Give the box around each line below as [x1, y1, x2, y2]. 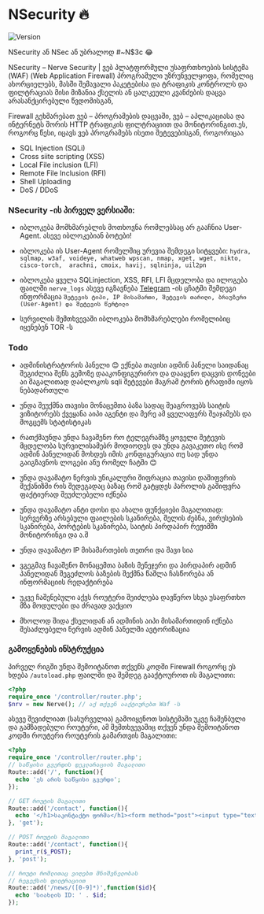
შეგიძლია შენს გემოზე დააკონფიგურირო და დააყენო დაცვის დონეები [19, 368, 256, 378]
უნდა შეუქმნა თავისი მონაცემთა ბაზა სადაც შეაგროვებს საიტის [19, 400, 230, 410]
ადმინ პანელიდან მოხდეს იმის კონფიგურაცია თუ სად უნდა [19, 449, 218, 458]
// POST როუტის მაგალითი [8, 833, 90, 842]
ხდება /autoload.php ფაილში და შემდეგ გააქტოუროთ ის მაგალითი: [8, 670, 236, 679]
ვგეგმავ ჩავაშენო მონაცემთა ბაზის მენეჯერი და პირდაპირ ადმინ [19, 561, 236, 570]
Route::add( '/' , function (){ [8, 768, 104, 776]
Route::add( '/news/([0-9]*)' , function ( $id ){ [8, 884, 156, 892]
